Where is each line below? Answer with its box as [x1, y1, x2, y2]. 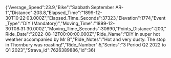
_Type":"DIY [5, 20, 31, 26]
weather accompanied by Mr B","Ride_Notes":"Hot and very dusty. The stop [5, 36, 166, 42]
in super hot [135, 31, 160, 37]
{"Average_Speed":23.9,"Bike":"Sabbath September [5, 5, 114, 10]
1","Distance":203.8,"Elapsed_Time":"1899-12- [5, 10, 102, 16]
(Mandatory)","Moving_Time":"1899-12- [31, 20, 115, 26]
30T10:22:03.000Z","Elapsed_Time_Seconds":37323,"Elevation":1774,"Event [5, 15, 166, 21]
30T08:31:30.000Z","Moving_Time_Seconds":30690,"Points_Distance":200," [5, 26, 166, 32]
